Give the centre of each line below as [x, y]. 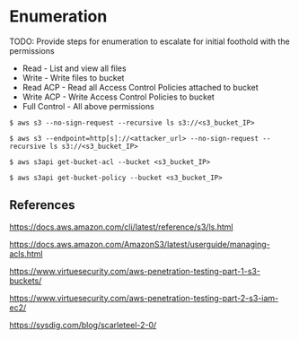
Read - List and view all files [75, 68]
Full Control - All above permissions [88, 106]
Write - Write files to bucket [73, 77]
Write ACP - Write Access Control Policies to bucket [119, 97]
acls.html [26, 254]
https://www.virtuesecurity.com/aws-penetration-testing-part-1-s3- [135, 271]
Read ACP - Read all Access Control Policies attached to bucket [140, 87]
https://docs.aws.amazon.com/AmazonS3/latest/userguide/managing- [140, 244]
